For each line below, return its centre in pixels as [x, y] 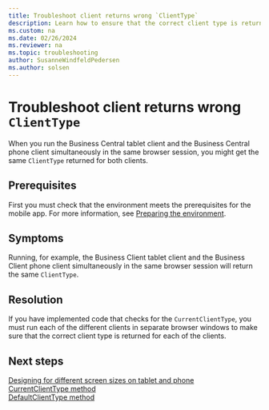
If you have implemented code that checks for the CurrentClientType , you [130, 319]
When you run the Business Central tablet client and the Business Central [129, 143]
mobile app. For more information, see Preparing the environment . [117, 213]
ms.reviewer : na [35, 46]
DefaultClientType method [52, 397]
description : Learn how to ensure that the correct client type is [123, 23]
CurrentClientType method [52, 388]
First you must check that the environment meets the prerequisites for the [130, 205]
